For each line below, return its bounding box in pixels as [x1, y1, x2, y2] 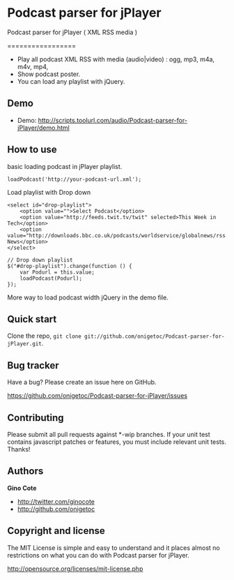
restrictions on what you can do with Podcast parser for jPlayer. [7, 551, 189, 559]
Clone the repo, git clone [7, 332, 81, 340]
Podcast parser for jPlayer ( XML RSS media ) [7, 28, 138, 36]
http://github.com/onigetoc [17, 505, 95, 513]
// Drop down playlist [7, 256, 73, 263]
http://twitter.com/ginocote [17, 497, 95, 505]
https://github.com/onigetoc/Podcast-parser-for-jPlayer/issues [7, 392, 188, 400]
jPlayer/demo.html [17, 124, 70, 132]
